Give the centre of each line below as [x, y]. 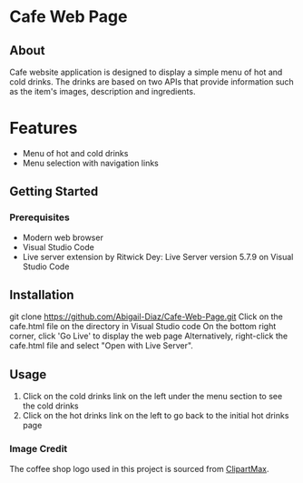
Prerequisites [39, 217]
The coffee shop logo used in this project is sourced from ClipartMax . [139, 468]
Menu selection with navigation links [90, 163]
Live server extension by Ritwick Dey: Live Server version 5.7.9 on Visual [158, 257]
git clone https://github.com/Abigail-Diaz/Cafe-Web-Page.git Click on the [147, 317]
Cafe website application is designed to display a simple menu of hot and [146, 72]
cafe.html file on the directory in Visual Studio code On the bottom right [143, 327]
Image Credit [39, 449]
